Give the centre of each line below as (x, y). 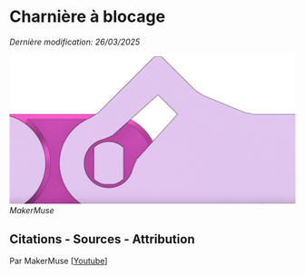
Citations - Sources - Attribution (102, 239)
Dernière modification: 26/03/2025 (75, 42)
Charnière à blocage (88, 17)
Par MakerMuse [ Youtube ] (59, 261)
